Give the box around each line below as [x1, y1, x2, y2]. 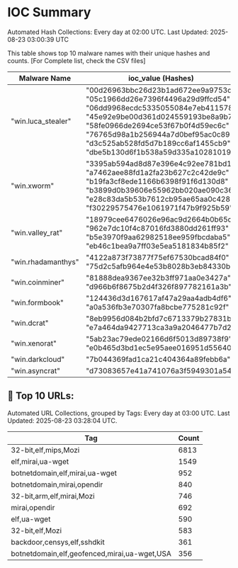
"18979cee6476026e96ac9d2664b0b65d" [86, 214, 236, 224]
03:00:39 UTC [27, 35, 69, 43]
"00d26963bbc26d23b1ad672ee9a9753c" [86, 85, 235, 95]
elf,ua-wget [11, 514, 51, 524]
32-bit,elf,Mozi [11, 526, 62, 535]
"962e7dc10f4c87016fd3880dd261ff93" [86, 223, 229, 233]
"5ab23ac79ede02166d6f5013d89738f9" [86, 334, 232, 343]
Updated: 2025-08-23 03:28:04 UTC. [7, 416, 118, 425]
